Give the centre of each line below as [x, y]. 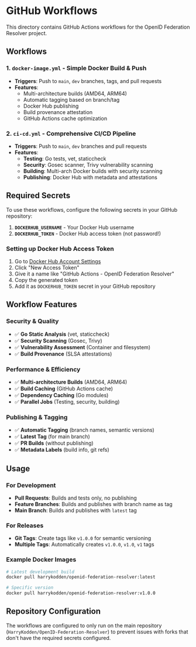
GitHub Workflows [52, 11]
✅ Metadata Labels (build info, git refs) [62, 450]
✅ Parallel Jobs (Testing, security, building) [67, 402]
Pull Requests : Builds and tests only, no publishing [76, 498]
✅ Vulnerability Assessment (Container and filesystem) [82, 347]
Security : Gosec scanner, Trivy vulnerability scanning [88, 164]
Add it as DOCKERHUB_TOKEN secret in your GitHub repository [85, 286]
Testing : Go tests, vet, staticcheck [65, 159]
